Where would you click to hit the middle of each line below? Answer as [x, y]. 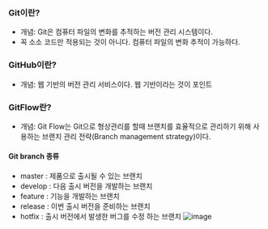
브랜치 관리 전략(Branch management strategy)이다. [126, 136]
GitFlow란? [30, 107]
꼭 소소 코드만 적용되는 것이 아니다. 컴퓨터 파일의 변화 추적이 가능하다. [130, 42]
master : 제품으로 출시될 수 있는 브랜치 [81, 176]
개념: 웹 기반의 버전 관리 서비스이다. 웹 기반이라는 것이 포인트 [116, 84]
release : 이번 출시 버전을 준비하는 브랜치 [85, 206]
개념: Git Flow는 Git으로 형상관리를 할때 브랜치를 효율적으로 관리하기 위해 [136, 126]
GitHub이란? [32, 65]
